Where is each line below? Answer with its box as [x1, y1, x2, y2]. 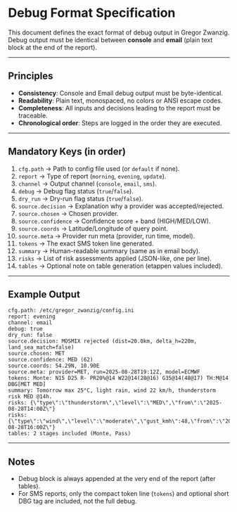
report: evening [8, 313, 56, 321]
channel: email [8, 319, 53, 326]
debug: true [8, 326, 43, 333]
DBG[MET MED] [8, 381, 46, 388]
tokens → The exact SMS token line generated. [18, 239, 154, 248]
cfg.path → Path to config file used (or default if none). [18, 164, 180, 173]
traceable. [18, 111, 48, 120]
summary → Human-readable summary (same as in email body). [18, 246, 200, 255]
